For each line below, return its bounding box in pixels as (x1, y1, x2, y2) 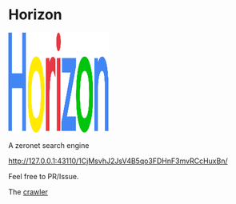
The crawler (8, 186, 48, 197)
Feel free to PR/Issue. (8, 171, 79, 181)
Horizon (8, 6, 62, 24)
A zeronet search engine (8, 140, 90, 150)
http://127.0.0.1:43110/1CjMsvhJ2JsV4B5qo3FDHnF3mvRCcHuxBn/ (8, 156, 228, 166)
